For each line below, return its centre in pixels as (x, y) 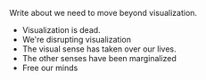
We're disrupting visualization (77, 40)
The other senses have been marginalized (99, 58)
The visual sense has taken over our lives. (99, 49)
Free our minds (50, 68)
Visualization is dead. (61, 30)
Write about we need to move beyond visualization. (103, 13)
